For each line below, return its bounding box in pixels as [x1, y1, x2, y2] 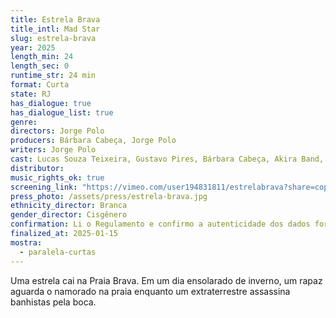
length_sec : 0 [10, 61, 70, 71]
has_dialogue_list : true [10, 107, 114, 118]
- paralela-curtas [19, 247, 97, 257]
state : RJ [10, 89, 52, 99]
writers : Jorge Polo [10, 145, 97, 155]
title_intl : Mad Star [10, 24, 101, 34]
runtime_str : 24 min [10, 71, 97, 81]
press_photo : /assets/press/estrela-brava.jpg [10, 191, 208, 201]
